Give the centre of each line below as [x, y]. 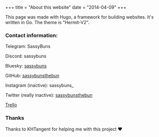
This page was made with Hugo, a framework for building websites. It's [79, 17]
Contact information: [32, 35]
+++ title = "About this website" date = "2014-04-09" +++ [66, 7]
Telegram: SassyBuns [28, 46]
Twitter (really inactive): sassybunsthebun [49, 95]
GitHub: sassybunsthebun [32, 76]
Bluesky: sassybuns [26, 66]
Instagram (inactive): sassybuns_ [39, 86]
